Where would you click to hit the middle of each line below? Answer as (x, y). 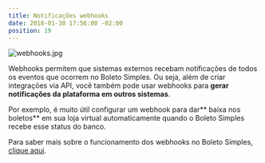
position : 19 (30, 30)
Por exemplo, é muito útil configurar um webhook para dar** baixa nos (125, 109)
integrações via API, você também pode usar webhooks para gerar (119, 85)
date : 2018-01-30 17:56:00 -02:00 (66, 23)
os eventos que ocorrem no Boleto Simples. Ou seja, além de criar (117, 78)
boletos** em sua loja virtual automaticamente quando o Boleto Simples (127, 118)
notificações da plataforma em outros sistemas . (89, 94)
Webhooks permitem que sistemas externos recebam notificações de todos (133, 69)
